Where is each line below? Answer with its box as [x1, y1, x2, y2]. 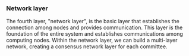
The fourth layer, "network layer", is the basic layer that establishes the [6, 18, 179, 25]
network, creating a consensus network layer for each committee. [6, 43, 168, 50]
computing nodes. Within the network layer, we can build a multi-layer [6, 37, 178, 44]
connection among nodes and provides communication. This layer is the [6, 24, 183, 31]
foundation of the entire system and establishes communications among [6, 30, 183, 38]
